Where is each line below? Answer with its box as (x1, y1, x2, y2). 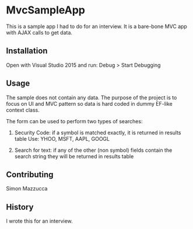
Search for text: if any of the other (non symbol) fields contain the (14, 147, 173, 154)
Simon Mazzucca (6, 185, 48, 192)
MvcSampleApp (6, 4, 86, 17)
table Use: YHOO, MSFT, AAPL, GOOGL (14, 135, 110, 142)
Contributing (6, 169, 54, 179)
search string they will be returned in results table (14, 152, 134, 159)
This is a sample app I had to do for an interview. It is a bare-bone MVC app (6, 23, 188, 30)
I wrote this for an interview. (6, 217, 73, 225)
